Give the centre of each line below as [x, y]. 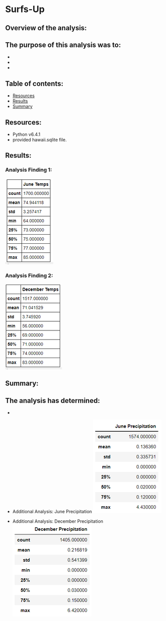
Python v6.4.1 [26, 134]
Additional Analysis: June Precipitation [52, 512]
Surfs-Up [25, 9]
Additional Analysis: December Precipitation [58, 521]
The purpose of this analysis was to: [63, 45]
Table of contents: [34, 83]
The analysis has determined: [53, 401]
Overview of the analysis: [46, 28]
